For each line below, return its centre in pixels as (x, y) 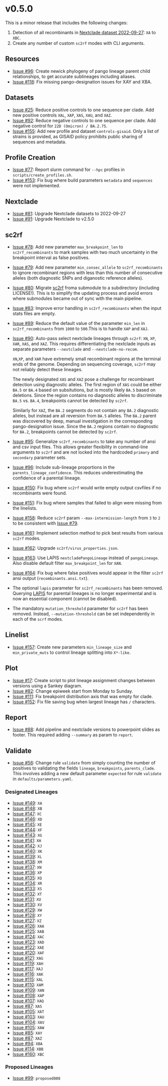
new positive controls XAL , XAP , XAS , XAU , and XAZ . (62, 115)
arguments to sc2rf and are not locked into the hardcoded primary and (86, 452)
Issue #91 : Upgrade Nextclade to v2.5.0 (53, 219)
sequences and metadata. (39, 142)
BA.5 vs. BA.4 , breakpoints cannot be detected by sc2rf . (70, 401)
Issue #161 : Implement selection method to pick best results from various (88, 533)
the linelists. (25, 508)
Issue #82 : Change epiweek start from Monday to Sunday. (73, 691)
